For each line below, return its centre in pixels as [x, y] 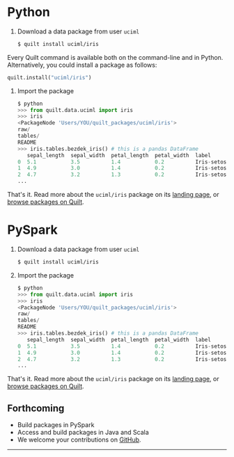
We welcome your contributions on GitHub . [79, 440]
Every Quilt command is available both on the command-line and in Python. [115, 57]
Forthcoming [36, 408]
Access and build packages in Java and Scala [83, 433]
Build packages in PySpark [56, 425]
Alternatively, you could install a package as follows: [82, 65]
